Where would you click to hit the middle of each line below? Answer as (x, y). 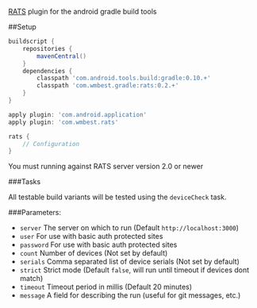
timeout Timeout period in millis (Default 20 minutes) (106, 287)
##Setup (23, 27)
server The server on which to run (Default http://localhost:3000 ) (129, 228)
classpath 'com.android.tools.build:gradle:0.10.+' (124, 79)
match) (31, 279)
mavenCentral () (62, 56)
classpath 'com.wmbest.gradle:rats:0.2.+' (108, 86)
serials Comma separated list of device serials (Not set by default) (129, 262)
